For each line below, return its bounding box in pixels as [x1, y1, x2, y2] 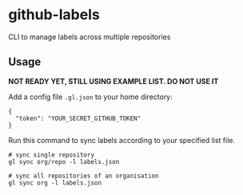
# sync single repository [8, 150, 94, 159]
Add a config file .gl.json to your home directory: [8, 92, 173, 101]
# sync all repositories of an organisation [8, 172, 159, 180]
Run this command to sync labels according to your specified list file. [8, 135, 236, 145]
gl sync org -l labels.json [8, 178, 102, 187]
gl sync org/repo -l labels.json [8, 157, 120, 165]
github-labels [8, 6, 100, 24]
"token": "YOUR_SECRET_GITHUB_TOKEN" [15, 114, 141, 122]
